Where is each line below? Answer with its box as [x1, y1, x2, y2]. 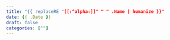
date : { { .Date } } [6, 14, 51, 20]
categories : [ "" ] [6, 25, 49, 31]
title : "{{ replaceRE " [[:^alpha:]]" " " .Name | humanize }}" [6, 8, 165, 15]
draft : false [6, 19, 38, 25]
